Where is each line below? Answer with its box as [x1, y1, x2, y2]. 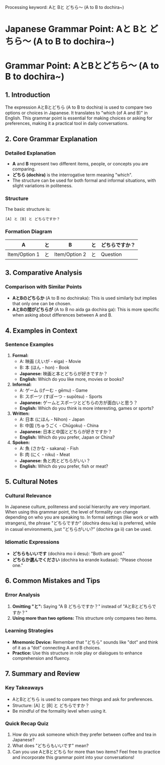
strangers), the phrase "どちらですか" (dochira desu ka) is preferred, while [5, 520, 156, 526]
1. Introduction [5, 90, 50, 99]
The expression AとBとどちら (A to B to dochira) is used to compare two [5, 104, 152, 110]
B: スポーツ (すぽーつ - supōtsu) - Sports [19, 393, 102, 399]
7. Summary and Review [5, 670, 80, 678]
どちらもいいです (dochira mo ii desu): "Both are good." [12, 550, 125, 557]
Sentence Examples [5, 341, 54, 348]
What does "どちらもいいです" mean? [12, 742, 89, 748]
